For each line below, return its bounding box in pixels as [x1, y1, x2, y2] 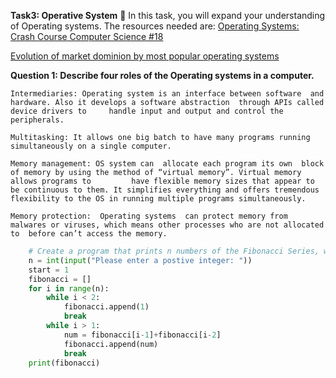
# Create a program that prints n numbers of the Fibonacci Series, [28, 246, 320, 256]
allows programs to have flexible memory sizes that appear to [10, 176, 315, 186]
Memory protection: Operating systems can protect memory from [10, 211, 288, 221]
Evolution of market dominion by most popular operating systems [10, 50, 280, 62]
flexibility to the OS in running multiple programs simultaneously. [10, 194, 307, 204]
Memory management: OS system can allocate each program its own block [10, 159, 325, 169]
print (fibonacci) [28, 358, 101, 368]
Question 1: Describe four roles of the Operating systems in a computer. [10, 70, 315, 81]
